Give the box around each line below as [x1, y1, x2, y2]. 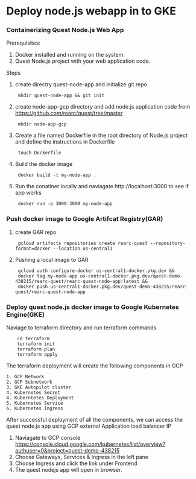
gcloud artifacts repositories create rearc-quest [17, 240, 148, 246]
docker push [17, 284, 48, 290]
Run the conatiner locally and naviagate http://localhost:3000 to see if [14, 183, 189, 190]
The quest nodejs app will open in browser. [14, 466, 122, 474]
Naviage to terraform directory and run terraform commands [6, 324, 157, 331]
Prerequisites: [6, 39, 41, 46]
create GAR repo [14, 228, 57, 236]
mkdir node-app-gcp [17, 121, 67, 127]
